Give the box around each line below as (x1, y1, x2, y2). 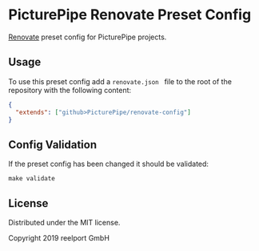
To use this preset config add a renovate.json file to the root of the (8, 76, 232, 86)
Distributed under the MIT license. (8, 218, 121, 227)
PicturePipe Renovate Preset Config (8, 6, 252, 24)
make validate (8, 175, 56, 183)
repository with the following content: (8, 85, 132, 95)
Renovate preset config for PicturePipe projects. (8, 32, 167, 42)
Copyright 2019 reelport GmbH (8, 233, 110, 242)
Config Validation (8, 138, 98, 152)
